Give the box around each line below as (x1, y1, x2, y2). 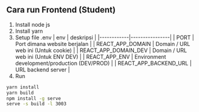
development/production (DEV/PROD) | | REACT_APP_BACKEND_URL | (15, 59, 192, 67)
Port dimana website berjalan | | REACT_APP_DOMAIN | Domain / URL (15, 40, 190, 47)
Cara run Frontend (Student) (6, 5, 116, 15)
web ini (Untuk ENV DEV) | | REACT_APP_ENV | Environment (15, 53, 166, 60)
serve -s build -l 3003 (6, 101, 67, 107)
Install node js (15, 21, 51, 28)
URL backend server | (15, 66, 70, 73)
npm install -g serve (6, 95, 61, 102)
